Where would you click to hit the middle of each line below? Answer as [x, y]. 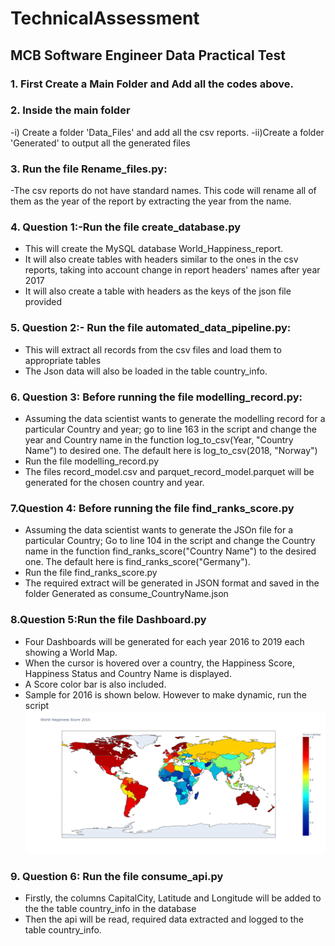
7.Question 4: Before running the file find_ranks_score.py [152, 508]
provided [43, 302]
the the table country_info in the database [110, 909]
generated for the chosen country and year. [114, 482]
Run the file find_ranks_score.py [91, 573]
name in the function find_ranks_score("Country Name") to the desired [170, 551]
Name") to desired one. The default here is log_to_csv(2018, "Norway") [171, 450]
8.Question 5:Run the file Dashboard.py [108, 620]
